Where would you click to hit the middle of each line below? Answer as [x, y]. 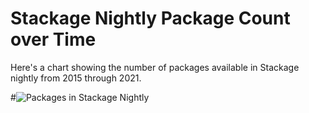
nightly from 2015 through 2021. [76, 78]
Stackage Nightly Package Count [150, 18]
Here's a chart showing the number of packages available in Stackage [155, 67]
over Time [53, 39]
